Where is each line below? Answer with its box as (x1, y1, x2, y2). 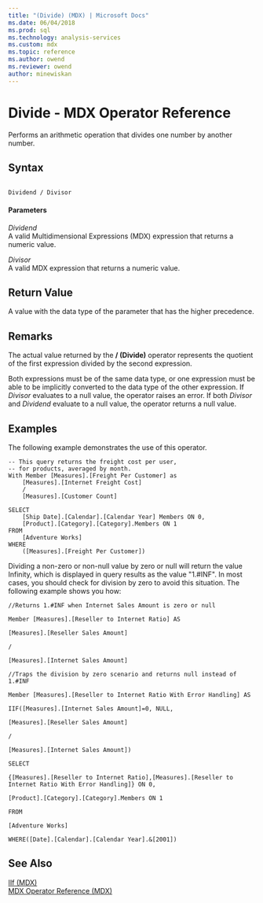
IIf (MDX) (8, 878, 38, 887)
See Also (8, 857, 53, 870)
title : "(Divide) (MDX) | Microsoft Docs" (8, 11, 149, 20)
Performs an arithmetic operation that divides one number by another (8, 130, 233, 139)
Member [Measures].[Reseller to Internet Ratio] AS (8, 615, 181, 624)
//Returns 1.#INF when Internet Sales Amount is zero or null (8, 602, 216, 610)
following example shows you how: (8, 587, 122, 596)
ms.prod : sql (8, 26, 51, 34)
